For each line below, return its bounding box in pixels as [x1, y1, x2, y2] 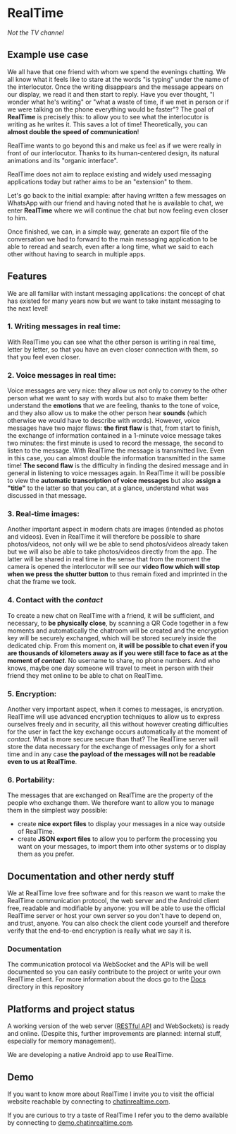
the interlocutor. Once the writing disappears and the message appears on [7, 83, 223, 91]
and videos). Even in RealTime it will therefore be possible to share [7, 532, 201, 541]
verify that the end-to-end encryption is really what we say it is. [7, 926, 192, 935]
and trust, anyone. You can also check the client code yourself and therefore [7, 919, 230, 928]
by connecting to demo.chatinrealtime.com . [7, 1118, 134, 1127]
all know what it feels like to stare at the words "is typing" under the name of [7, 75, 229, 83]
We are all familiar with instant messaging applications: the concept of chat [7, 289, 225, 297]
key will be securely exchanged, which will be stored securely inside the [7, 633, 217, 642]
